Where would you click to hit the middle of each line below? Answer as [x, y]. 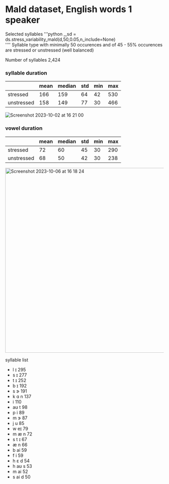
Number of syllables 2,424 [33, 60]
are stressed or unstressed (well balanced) [50, 50]
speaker [23, 20]
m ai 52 [20, 471]
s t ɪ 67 [20, 439]
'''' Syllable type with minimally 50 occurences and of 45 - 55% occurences [84, 44]
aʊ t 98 [20, 407]
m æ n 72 [22, 434]
